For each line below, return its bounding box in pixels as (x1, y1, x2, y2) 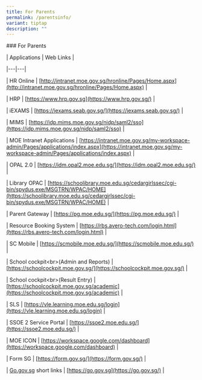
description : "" (6, 25, 47, 32)
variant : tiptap (6, 20, 47, 26)
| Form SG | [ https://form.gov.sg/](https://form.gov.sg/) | (6, 355, 147, 363)
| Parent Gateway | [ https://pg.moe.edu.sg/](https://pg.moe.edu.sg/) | (6, 211, 179, 218)
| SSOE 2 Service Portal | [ (6, 319, 72, 326)
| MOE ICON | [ (6, 337, 43, 344)
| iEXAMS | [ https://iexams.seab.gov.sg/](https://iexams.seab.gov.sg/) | (6, 107, 184, 115)
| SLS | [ (6, 301, 27, 308)
